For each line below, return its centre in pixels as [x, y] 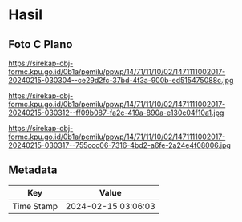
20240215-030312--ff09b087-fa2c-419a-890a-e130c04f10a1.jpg [116, 113]
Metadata [33, 170]
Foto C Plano [40, 44]
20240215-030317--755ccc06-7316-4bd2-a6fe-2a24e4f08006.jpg [119, 145]
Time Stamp [35, 206]
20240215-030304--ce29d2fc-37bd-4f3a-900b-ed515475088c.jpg [121, 80]
